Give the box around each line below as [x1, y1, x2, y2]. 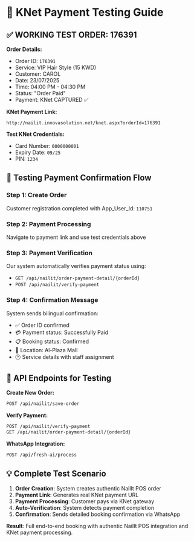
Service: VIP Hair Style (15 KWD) [15, 64, 97, 71]
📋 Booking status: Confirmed [15, 338, 89, 345]
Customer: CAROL [15, 70, 61, 78]
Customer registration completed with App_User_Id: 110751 [6, 204, 153, 212]
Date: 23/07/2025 [15, 77, 60, 84]
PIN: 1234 [15, 155, 38, 162]
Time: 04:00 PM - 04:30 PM [15, 83, 86, 90]
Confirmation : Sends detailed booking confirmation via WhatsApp [15, 510, 181, 518]
